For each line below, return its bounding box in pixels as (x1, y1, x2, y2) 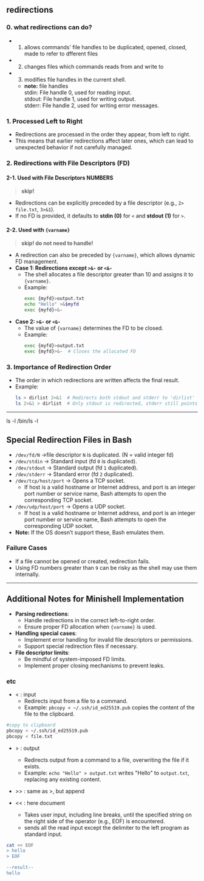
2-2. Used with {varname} (6, 226, 70, 233)
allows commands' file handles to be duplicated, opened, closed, (24, 43, 187, 51)
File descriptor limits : (15, 648, 70, 656)
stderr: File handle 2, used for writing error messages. (24, 102, 160, 109)
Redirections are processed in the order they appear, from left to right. (15, 130, 191, 138)
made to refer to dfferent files (24, 50, 98, 57)
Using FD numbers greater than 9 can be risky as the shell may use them (15, 564, 197, 571)
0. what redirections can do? (6, 23, 92, 32)
